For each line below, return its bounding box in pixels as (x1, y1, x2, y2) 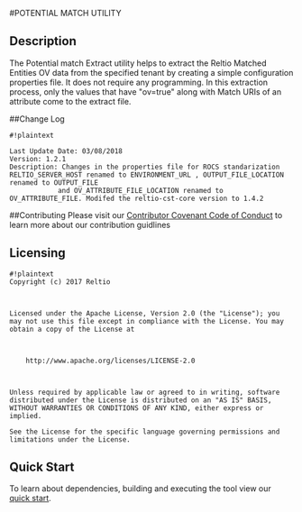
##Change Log (9, 113, 65, 124)
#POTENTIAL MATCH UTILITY (9, 8, 122, 18)
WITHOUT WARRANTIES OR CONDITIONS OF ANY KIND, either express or (9, 403, 264, 413)
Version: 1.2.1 (9, 154, 67, 163)
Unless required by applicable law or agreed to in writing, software (9, 388, 280, 397)
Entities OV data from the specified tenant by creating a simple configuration (9, 67, 294, 78)
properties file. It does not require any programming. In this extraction (9, 77, 269, 87)
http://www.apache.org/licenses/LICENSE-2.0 (25, 356, 196, 365)
